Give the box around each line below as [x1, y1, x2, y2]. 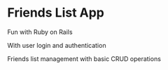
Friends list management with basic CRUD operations [7, 54, 161, 63]
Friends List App [7, 5, 105, 21]
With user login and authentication [7, 41, 106, 49]
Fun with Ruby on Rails [7, 28, 73, 36]
